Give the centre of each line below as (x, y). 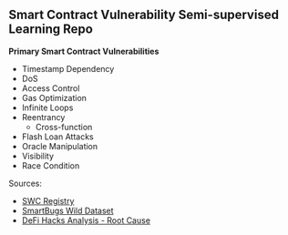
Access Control (51, 88)
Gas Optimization (54, 97)
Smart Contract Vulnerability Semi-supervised (144, 15)
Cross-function (64, 127)
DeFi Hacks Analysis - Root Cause (86, 220)
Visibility (38, 156)
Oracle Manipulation (60, 146)
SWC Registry (48, 200)
